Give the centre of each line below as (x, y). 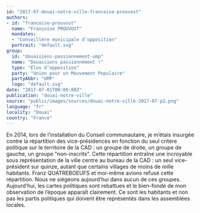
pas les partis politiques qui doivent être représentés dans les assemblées (98, 199)
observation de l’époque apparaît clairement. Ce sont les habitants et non (97, 192)
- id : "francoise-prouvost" (42, 23)
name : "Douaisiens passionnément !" (58, 62)
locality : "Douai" (29, 112)
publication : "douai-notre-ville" (50, 95)
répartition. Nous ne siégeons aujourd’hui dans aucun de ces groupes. (94, 179)
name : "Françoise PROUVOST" (47, 28)
